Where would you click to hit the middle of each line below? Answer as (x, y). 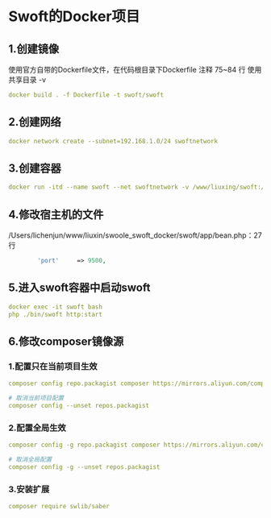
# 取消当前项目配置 (36, 398)
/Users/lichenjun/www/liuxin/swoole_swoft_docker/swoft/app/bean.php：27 (135, 235)
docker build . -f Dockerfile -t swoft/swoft (86, 95)
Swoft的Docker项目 (74, 17)
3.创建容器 (35, 168)
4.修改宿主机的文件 (56, 214)
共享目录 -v (27, 80)
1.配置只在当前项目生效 (53, 366)
